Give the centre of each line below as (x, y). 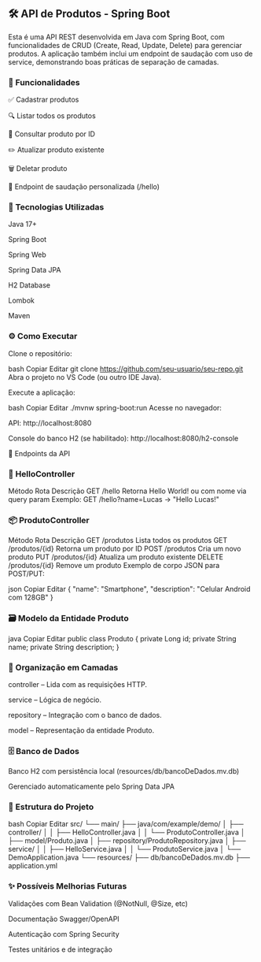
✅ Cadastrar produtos (44, 100)
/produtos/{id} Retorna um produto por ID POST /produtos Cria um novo (125, 549)
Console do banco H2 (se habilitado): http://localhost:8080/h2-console (123, 438)
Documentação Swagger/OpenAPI (64, 919)
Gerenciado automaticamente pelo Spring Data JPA (92, 786)
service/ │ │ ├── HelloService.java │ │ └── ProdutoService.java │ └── (125, 849)
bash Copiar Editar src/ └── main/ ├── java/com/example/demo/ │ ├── (126, 824)
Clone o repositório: (40, 353)
